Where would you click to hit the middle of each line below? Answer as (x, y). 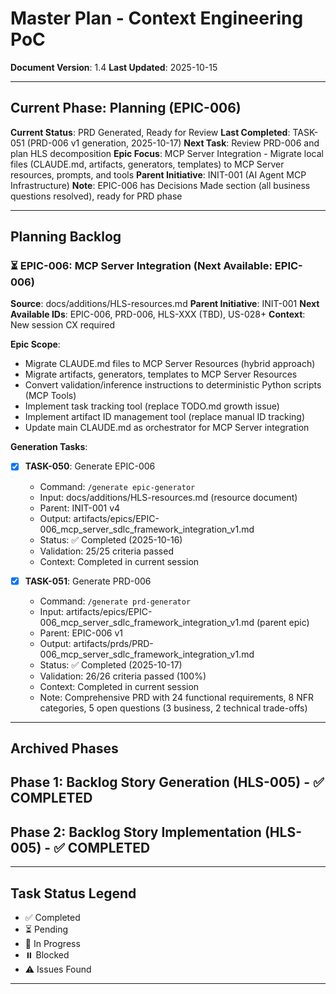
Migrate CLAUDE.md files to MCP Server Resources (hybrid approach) (170, 364)
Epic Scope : (35, 344)
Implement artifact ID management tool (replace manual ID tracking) (165, 417)
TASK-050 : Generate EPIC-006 (90, 466)
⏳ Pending (46, 929)
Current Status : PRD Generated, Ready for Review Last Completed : (150, 132)
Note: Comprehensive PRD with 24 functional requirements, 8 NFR (177, 697)
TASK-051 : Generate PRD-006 (88, 581)
